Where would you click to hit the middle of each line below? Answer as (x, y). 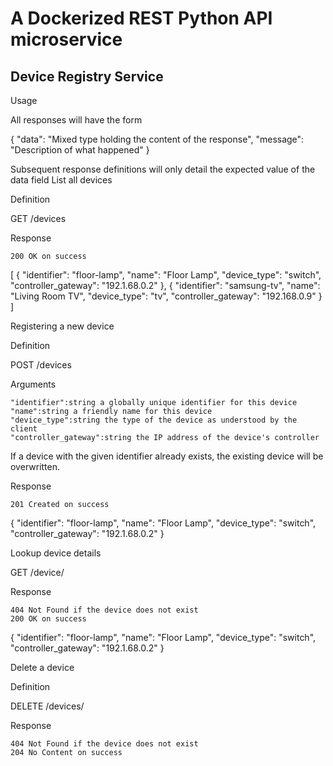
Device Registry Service (87, 76)
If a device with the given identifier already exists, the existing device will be (167, 456)
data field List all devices (61, 180)
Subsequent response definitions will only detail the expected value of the (163, 169)
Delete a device (42, 667)
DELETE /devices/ (47, 706)
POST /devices (41, 365)
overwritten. (35, 466)
